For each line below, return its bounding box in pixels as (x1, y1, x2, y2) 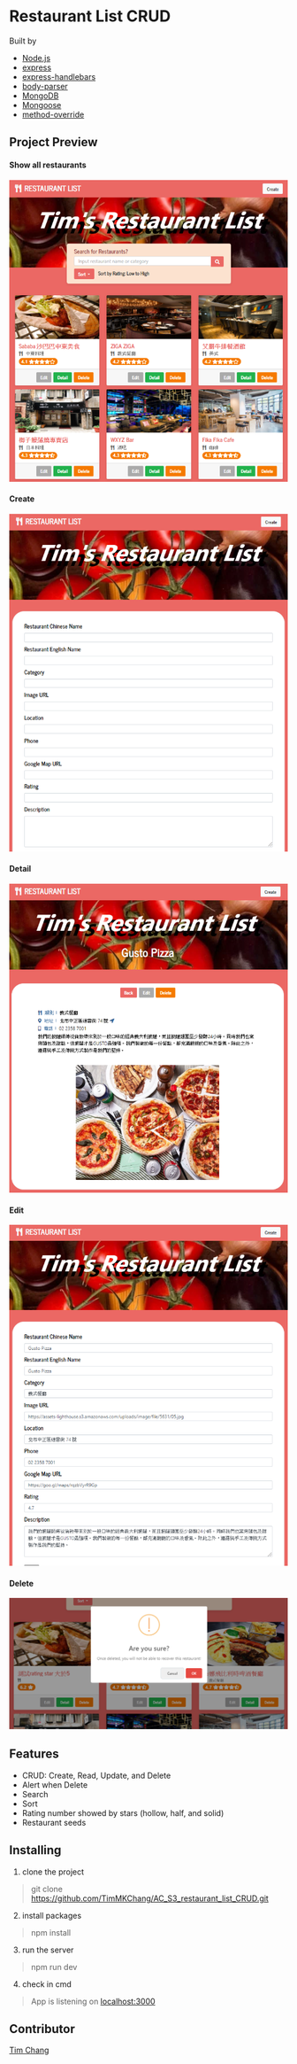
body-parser (21, 81, 68, 91)
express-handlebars (21, 71, 96, 81)
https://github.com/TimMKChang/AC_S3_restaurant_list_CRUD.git (30, 1893, 270, 1904)
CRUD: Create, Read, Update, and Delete (21, 1770, 171, 1781)
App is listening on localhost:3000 (30, 1996, 156, 2006)
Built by (9, 35, 37, 46)
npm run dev (30, 1961, 78, 1972)
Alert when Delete (21, 1779, 88, 1790)
